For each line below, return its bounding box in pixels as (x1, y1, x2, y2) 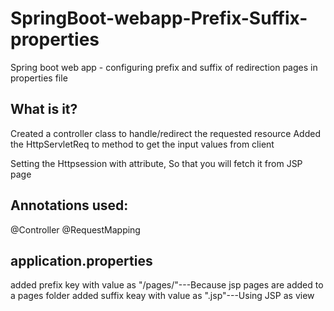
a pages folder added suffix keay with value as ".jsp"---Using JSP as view (10, 290, 315, 302)
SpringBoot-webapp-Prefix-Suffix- (10, 7, 308, 30)
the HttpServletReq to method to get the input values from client (10, 138, 275, 150)
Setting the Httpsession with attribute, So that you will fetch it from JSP (10, 157, 303, 169)
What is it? (10, 101, 78, 118)
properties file (10, 72, 68, 84)
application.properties (10, 252, 153, 269)
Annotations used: (10, 197, 129, 214)
